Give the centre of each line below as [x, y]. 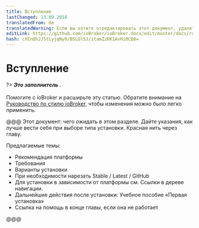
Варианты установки [41, 169]
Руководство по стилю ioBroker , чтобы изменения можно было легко [94, 104]
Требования [30, 163]
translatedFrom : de [30, 23]
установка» [29, 201]
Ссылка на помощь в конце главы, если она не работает [86, 207]
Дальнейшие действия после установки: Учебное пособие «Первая [101, 195]
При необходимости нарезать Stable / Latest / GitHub [82, 176]
